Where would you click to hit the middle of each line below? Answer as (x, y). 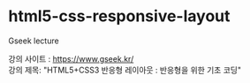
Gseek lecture (34, 41)
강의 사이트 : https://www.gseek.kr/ (71, 58)
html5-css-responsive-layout (119, 16)
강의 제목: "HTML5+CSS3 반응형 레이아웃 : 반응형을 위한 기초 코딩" (125, 70)
